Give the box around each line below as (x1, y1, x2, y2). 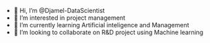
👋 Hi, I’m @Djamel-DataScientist (13, 7, 105, 14)
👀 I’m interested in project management (13, 14, 126, 22)
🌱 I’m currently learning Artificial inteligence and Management (13, 21, 189, 29)
